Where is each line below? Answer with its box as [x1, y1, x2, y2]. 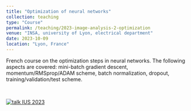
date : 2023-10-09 [6, 36, 49, 41]
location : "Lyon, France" [6, 41, 69, 47]
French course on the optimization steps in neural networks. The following [6, 57, 186, 64]
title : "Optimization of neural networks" [6, 8, 111, 15]
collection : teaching [6, 14, 59, 20]
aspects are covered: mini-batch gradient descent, [6, 63, 129, 70]
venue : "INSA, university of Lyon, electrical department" [6, 30, 154, 36]
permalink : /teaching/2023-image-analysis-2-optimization [6, 25, 151, 31]
